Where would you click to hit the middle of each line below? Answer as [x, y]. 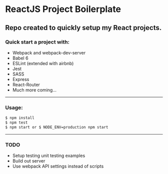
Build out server [29, 161]
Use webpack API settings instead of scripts [58, 166]
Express [21, 79]
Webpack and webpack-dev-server [49, 52]
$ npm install [20, 118]
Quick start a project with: [37, 42]
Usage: [14, 107]
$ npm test [16, 123]
